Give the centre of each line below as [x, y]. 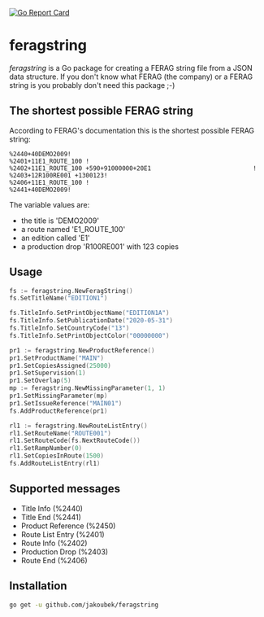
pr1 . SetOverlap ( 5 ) [40, 381]
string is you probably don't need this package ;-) [92, 85]
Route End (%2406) [54, 560]
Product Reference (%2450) [68, 526]
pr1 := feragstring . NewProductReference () [82, 350]
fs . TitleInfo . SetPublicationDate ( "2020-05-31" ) [91, 321]
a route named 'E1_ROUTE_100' [73, 229]
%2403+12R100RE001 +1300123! [58, 175]
